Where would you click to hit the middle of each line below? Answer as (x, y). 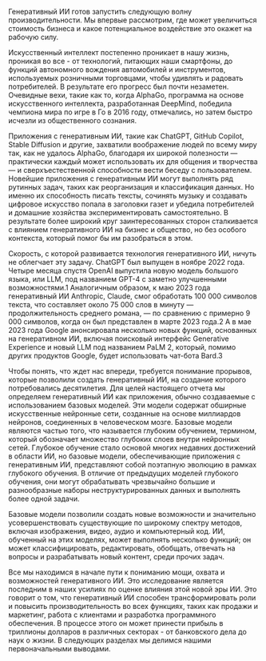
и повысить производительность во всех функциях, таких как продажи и (133, 606)
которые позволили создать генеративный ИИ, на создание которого (127, 380)
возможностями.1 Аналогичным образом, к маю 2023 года (109, 288)
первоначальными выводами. (60, 649)
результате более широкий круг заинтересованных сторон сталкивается (133, 221)
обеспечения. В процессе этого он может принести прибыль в (116, 623)
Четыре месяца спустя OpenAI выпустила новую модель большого (123, 270)
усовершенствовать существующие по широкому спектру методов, (125, 523)
